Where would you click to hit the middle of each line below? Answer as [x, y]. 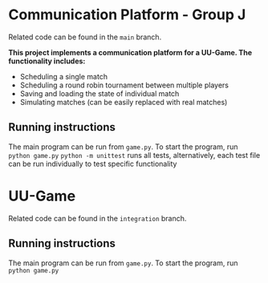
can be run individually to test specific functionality [93, 164]
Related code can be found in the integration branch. [97, 218]
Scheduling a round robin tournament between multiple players [124, 85]
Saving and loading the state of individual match [99, 93]
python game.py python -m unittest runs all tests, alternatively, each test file [134, 155]
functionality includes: [47, 61]
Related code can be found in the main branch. [85, 37]
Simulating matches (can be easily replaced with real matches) [124, 102]
